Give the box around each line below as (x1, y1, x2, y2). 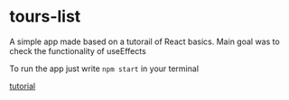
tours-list (9, 6, 81, 27)
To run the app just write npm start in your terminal (9, 63, 200, 74)
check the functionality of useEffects (9, 45, 146, 56)
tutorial (9, 80, 36, 91)
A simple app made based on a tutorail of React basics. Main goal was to (9, 36, 280, 47)
